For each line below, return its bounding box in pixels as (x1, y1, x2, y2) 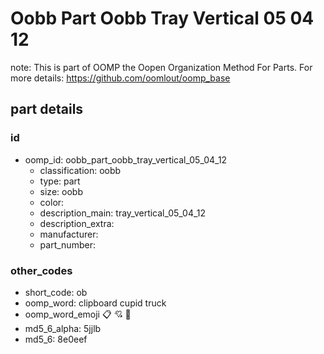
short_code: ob (24, 286, 88, 298)
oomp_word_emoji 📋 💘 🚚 (24, 308, 132, 320)
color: (39, 196, 65, 208)
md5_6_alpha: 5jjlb (24, 322, 102, 334)
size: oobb (39, 185, 83, 197)
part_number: (39, 238, 96, 251)
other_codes (10, 263, 73, 277)
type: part (39, 175, 81, 187)
